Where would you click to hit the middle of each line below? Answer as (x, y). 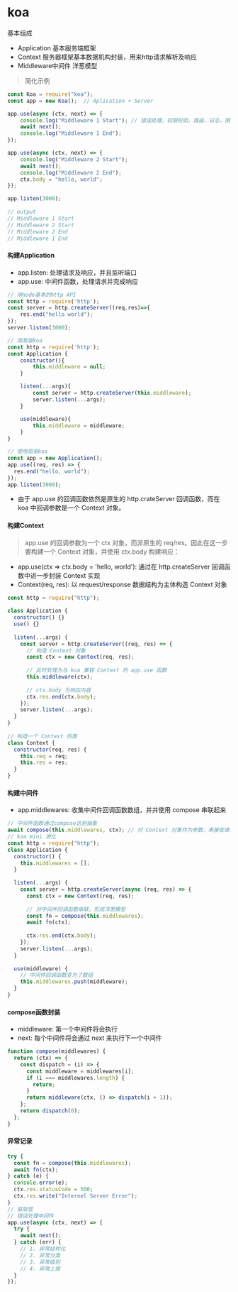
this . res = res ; (44, 763)
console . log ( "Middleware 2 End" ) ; (71, 173)
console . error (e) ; (41, 1183)
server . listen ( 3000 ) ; (39, 328)
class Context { (31, 743)
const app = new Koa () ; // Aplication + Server (80, 101)
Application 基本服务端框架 (57, 48)
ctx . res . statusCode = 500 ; (53, 1190)
